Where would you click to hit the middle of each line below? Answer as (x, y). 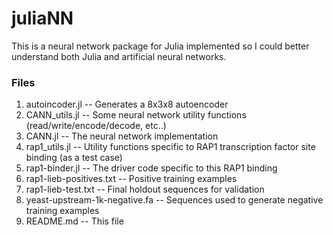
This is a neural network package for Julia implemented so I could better (160, 46)
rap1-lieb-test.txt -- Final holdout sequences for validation (145, 189)
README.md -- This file (74, 221)
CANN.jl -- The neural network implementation (122, 136)
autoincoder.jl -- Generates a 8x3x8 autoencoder (127, 104)
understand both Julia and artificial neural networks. (119, 56)
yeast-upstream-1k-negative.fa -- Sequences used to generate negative (174, 200)
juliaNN (42, 18)
